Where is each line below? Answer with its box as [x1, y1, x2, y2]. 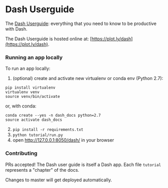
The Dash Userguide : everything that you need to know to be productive [5, 20, 157, 26]
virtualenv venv [5, 90, 40, 95]
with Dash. [5, 25, 28, 32]
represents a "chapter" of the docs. [5, 167, 80, 173]
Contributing [5, 150, 38, 157]
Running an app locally [5, 53, 63, 61]
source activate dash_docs [5, 117, 62, 123]
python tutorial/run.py [12, 132, 63, 138]
